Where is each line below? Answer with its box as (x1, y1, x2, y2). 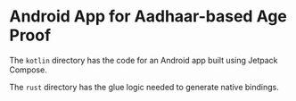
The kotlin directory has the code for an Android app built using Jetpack (9, 55, 278, 65)
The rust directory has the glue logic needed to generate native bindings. (9, 81, 279, 92)
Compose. (9, 64, 47, 75)
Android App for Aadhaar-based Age (9, 6, 288, 27)
